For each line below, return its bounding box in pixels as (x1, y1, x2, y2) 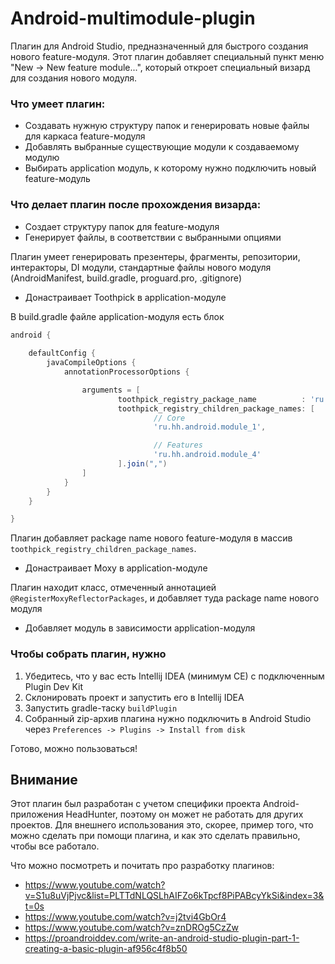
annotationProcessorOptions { (63, 367, 190, 377)
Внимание (10, 771, 78, 788)
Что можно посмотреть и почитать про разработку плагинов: (10, 860, 275, 872)
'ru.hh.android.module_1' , (153, 422, 267, 432)
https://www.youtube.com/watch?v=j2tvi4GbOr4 (24, 911, 227, 923)
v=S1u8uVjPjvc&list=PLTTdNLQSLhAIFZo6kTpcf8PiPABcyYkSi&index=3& (24, 890, 325, 902)
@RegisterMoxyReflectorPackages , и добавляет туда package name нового (10, 592, 320, 604)
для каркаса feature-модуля (24, 130, 146, 142)
